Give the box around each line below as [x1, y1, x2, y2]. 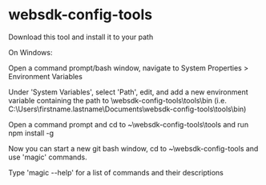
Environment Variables [8, 71, 83, 81]
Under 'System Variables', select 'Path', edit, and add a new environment [8, 86, 248, 97]
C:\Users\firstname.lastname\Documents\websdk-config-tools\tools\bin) [8, 104, 247, 114]
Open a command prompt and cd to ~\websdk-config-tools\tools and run [8, 119, 249, 129]
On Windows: [8, 47, 53, 57]
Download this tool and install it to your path [8, 32, 154, 42]
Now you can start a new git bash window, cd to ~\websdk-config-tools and [8, 143, 259, 153]
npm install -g [8, 128, 54, 138]
